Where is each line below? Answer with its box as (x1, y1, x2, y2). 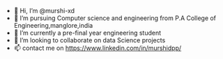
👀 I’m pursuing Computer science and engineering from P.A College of (13, 14, 217, 22)
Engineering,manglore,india (13, 22, 93, 29)
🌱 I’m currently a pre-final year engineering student (13, 28, 162, 37)
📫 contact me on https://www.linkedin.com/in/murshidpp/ (13, 44, 182, 52)
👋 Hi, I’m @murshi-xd (13, 7, 75, 15)
